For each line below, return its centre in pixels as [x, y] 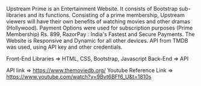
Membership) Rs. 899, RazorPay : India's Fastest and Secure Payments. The [100, 34]
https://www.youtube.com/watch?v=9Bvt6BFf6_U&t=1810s [79, 77]
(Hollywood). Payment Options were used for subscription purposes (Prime [100, 28]
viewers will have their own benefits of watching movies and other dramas [98, 21]
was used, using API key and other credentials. [64, 47]
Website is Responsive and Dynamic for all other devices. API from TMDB [97, 41]
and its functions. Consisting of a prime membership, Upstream [106, 15]
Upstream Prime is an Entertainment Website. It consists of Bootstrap [92, 9]
